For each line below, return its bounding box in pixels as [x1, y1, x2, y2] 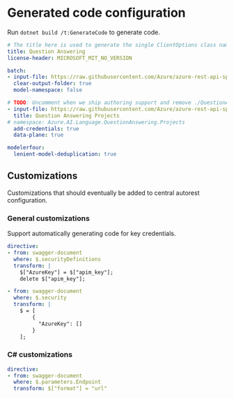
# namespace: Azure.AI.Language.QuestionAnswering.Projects [7, 119, 186, 126]
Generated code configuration [7, 5, 186, 21]
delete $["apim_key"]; [19, 275, 86, 282]
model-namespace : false [13, 87, 82, 94]
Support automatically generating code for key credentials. [7, 229, 176, 238]
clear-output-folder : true [13, 80, 92, 87]
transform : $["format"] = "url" [13, 385, 108, 392]
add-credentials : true [13, 125, 79, 132]
